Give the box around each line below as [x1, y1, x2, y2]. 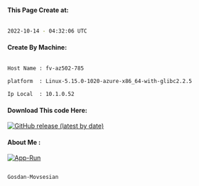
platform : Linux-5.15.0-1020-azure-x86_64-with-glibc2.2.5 [7, 78, 193, 85]
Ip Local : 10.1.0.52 [7, 91, 75, 98]
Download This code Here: [7, 106, 87, 114]
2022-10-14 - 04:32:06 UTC [7, 28, 87, 35]
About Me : [7, 138, 41, 146]
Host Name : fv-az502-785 [7, 65, 84, 72]
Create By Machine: [7, 43, 68, 51]
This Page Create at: [7, 6, 69, 14]
